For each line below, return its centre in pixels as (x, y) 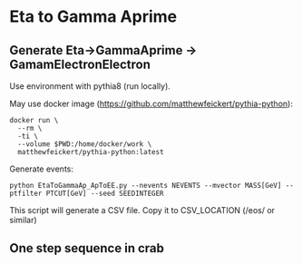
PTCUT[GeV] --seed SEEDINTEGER (105, 193)
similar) (24, 220)
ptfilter (26, 193)
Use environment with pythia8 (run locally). (90, 86)
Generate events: (42, 169)
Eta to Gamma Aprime (93, 17)
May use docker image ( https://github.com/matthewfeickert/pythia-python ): (151, 103)
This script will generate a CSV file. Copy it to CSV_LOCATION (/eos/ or (142, 210)
